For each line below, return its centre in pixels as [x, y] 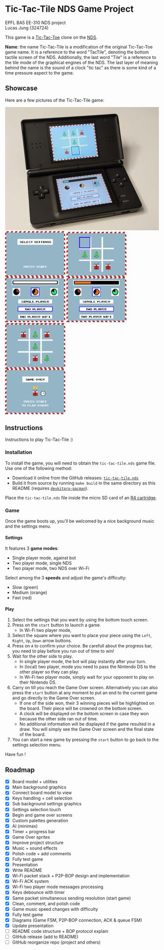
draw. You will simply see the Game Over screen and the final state [87, 729]
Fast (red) [22, 598]
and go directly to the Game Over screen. [54, 698]
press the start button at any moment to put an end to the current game [85, 693]
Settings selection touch [36, 809]
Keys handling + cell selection [42, 798]
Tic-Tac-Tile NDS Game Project [69, 9]
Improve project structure [38, 843]
